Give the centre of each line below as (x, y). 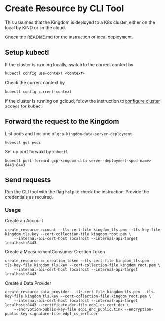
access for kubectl (24, 106)
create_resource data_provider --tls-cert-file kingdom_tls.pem (73, 292)
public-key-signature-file (33, 314)
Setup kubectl (27, 53)
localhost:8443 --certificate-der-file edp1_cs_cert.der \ (67, 305)
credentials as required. (29, 197)
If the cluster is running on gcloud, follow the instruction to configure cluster (82, 101)
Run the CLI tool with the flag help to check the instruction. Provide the (77, 192)
